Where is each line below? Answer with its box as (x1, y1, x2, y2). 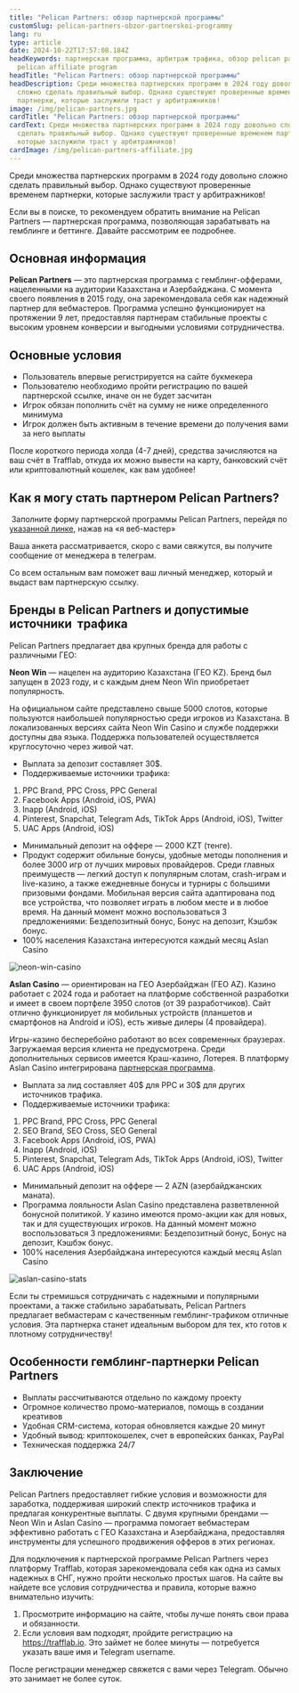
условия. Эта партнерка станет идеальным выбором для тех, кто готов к (9, 1319, 287, 1329)
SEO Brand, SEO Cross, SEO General (21, 1125, 158, 1136)
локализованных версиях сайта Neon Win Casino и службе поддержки (9, 722, 279, 732)
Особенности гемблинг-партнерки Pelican (9, 1354, 260, 1370)
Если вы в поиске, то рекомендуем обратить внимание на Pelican (9, 206, 261, 217)
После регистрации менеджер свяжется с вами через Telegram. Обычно (9, 1664, 289, 1674)
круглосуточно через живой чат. (9, 740, 133, 751)
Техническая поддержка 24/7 (21, 1439, 136, 1450)
